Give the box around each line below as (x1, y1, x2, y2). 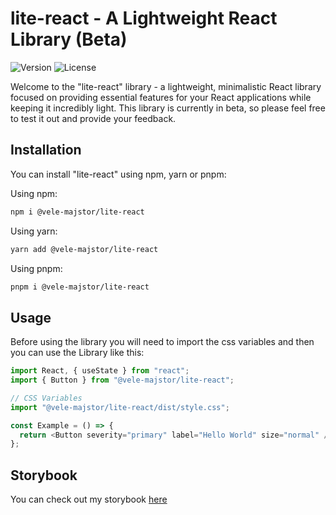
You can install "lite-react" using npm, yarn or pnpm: (10, 168, 227, 180)
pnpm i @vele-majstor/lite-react (10, 282, 150, 292)
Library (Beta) (10, 28, 128, 51)
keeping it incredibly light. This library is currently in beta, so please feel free (10, 102, 326, 114)
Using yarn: (10, 225, 58, 237)
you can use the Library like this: (10, 347, 145, 359)
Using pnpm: (10, 262, 63, 274)
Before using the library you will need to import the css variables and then (10, 336, 315, 348)
